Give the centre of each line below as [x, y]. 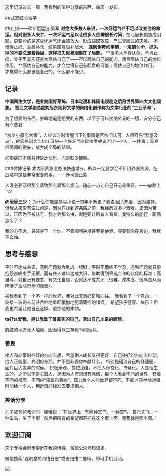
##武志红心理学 [21, 18]
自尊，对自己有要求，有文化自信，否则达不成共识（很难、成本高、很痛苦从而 [83, 279]
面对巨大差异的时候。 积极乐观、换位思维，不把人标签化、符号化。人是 [77, 367]
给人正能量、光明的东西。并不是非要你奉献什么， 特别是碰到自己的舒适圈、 [82, 361]
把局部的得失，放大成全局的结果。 [40, 147]
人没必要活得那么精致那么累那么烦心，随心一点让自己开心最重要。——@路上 [83, 185]
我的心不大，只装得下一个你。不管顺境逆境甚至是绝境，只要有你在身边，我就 [83, 231]
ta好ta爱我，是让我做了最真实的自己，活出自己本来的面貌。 [65, 319]
